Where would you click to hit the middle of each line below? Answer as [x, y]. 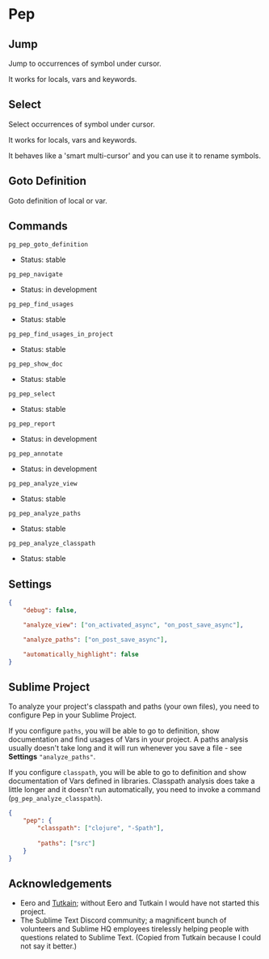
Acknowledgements [60, 883]
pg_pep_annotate [36, 454]
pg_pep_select [32, 394]
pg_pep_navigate [36, 275]
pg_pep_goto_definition [48, 245]
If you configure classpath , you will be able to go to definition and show [128, 773]
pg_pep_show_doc [36, 364]
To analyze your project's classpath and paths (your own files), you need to [134, 707]
